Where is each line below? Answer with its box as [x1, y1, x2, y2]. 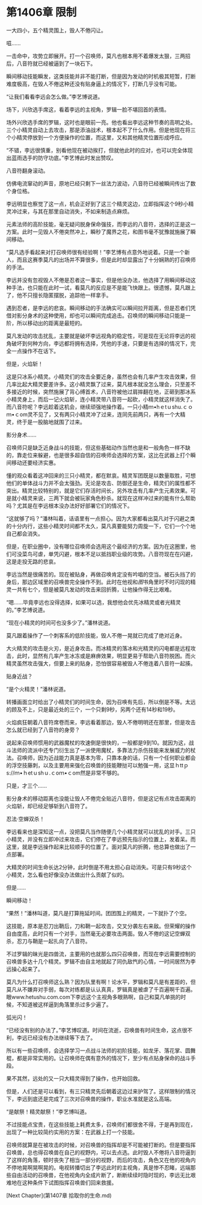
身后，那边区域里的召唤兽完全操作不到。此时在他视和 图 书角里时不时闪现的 [6, 578, 191, 586]
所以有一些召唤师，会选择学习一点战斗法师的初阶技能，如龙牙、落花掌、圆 [6, 1047, 191, 1054]
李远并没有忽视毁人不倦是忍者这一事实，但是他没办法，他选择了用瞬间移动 [6, 276, 191, 284]
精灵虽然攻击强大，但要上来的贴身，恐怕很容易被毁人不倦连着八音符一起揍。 [6, 659, 196, 667]
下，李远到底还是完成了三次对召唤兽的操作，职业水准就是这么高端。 [6, 1095, 175, 1102]
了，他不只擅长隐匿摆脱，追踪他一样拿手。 [6, 291, 112, 299]
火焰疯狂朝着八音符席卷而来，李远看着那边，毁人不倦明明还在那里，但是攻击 [6, 718, 196, 726]
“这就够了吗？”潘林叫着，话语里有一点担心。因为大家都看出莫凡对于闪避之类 [6, 514, 195, 522]
